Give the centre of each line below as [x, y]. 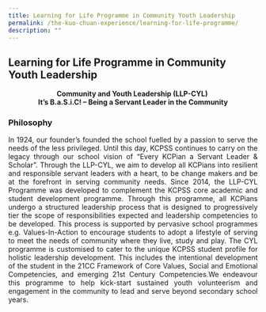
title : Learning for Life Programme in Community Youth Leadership [122, 15]
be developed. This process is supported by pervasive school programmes [133, 224]
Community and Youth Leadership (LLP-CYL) [132, 94]
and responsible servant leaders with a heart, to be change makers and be [133, 173]
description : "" [35, 30]
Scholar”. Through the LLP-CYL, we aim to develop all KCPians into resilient [133, 165]
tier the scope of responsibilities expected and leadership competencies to [133, 215]
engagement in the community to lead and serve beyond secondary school [133, 291]
